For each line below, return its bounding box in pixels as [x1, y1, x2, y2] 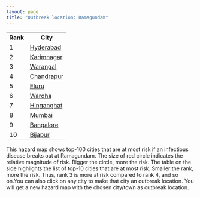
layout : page [6, 8, 39, 15]
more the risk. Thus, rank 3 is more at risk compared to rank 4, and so [6, 171, 178, 178]
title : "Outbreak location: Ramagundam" [6, 14, 109, 20]
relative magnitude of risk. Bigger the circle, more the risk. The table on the [6, 158, 192, 165]
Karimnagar [29, 53, 63, 61]
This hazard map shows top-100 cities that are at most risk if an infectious [6, 146, 189, 153]
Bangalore [29, 121, 59, 129]
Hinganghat [29, 101, 63, 109]
